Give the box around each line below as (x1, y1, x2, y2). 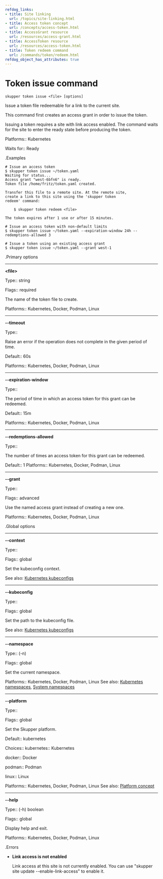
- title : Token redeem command (5, 48, 68, 53)
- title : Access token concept (5, 20, 68, 26)
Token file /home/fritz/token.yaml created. (5, 181, 97, 187)
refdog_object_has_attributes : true (5, 57, 79, 62)
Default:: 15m (5, 410, 32, 416)
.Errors (5, 844, 19, 850)
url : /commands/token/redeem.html (9, 52, 79, 58)
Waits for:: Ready (5, 146, 40, 152)
